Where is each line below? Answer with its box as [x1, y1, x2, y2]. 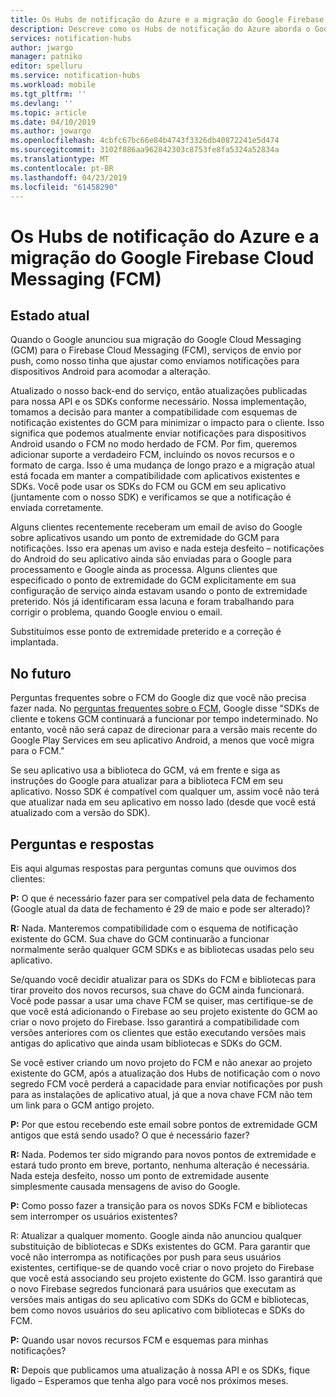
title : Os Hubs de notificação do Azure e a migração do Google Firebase [10, 14, 325, 25]
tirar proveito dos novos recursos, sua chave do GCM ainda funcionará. [10, 984, 305, 996]
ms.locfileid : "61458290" [10, 182, 118, 192]
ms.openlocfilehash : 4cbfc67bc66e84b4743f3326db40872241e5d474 [10, 136, 280, 146]
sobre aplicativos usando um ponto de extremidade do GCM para [10, 532, 280, 544]
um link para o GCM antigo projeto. [10, 1099, 155, 1111]
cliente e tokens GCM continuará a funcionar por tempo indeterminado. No [10, 713, 318, 725]
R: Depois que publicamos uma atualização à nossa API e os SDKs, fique [10, 1364, 311, 1376]
